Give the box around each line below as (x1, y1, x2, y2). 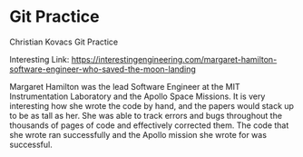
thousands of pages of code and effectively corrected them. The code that (9, 120, 289, 131)
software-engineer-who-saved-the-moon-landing (9, 64, 197, 74)
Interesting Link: (9, 54, 70, 64)
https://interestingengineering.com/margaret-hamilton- (71, 54, 278, 64)
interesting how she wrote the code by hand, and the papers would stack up (9, 100, 295, 111)
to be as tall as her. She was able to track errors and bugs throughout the (9, 110, 283, 121)
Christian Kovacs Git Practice (9, 36, 119, 47)
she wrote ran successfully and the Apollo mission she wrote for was (9, 129, 268, 140)
